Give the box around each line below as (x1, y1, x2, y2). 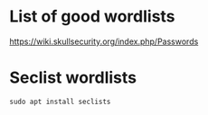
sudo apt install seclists (9, 97, 111, 106)
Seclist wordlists (9, 67, 137, 88)
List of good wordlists (9, 6, 175, 27)
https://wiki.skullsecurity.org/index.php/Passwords (9, 36, 199, 47)
